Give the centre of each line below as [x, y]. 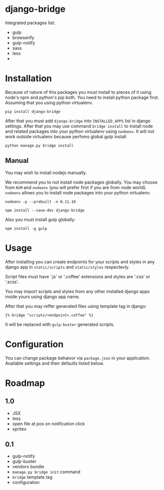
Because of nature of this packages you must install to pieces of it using [78, 92]
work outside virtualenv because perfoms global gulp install [66, 136]
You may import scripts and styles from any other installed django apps [78, 291]
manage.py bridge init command [46, 472]
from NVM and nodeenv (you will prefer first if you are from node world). [76, 187]
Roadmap [25, 383]
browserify [23, 38]
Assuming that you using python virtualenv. [49, 103]
